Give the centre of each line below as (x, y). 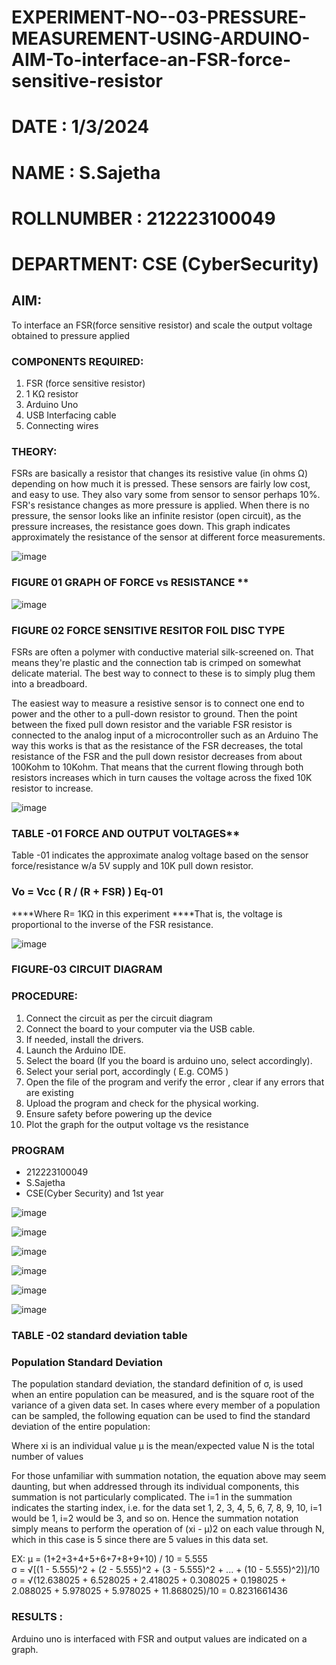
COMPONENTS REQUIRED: (77, 361)
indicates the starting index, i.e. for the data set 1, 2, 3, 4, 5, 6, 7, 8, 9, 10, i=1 (167, 1508)
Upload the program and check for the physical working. (142, 1103)
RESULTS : (37, 1617)
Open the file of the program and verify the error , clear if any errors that (175, 1082)
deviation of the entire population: (81, 1427)
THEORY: (34, 451)
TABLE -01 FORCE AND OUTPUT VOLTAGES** (126, 833)
